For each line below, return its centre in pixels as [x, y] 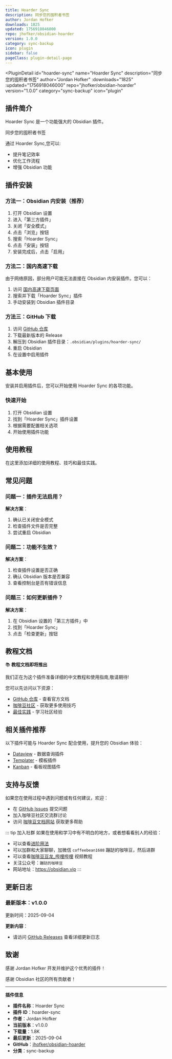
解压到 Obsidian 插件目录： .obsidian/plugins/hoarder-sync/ [77, 342]
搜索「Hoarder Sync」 [36, 239]
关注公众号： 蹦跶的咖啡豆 [38, 863]
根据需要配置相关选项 [35, 425]
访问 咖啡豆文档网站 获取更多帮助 [48, 822]
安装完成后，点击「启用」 [40, 251]
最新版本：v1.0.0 [26, 903]
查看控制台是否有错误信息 [40, 583]
